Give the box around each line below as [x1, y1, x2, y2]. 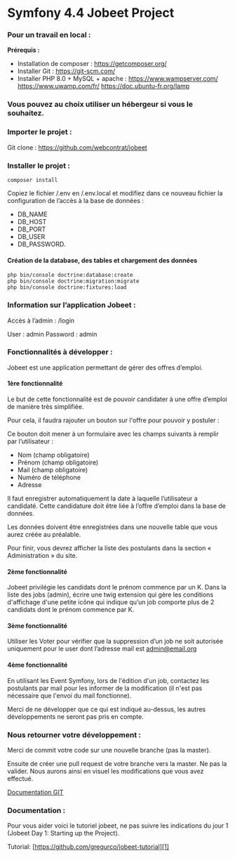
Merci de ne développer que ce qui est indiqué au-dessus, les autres [7, 705, 206, 713]
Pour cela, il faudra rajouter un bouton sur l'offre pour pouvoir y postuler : [7, 416, 220, 424]
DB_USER [17, 233, 46, 240]
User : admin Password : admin [7, 330, 98, 338]
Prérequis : [7, 46, 40, 54]
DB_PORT [17, 225, 46, 233]
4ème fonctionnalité [7, 661, 68, 669]
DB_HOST [17, 218, 47, 226]
